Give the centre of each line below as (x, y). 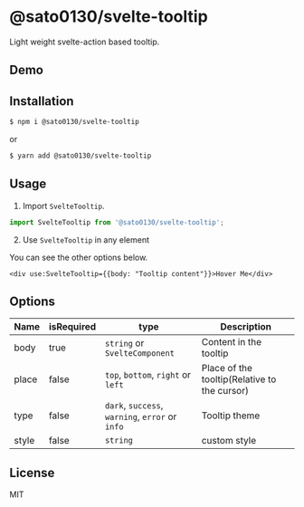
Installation (42, 101)
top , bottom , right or (148, 375)
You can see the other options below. (79, 257)
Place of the (227, 368)
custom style (229, 441)
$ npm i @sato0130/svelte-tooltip (75, 122)
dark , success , (134, 406)
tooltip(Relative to (239, 379)
